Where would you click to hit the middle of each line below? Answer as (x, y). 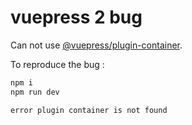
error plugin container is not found (89, 110)
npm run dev (35, 92)
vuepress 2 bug (76, 17)
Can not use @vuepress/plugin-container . (96, 45)
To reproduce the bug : (57, 64)
